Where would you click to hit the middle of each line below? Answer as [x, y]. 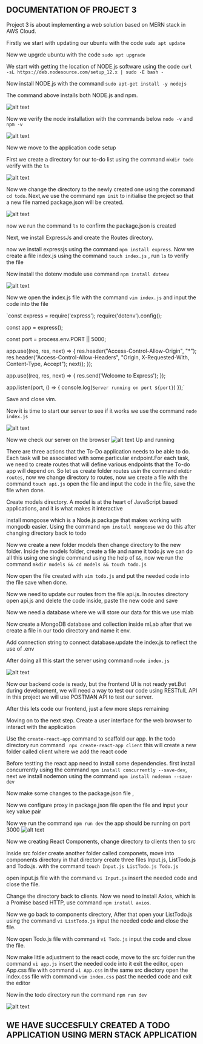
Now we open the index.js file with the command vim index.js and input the [101, 297]
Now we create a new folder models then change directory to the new [94, 544]
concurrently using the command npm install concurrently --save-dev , [97, 770]
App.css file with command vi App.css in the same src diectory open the [97, 970]
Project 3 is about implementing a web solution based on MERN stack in [96, 24]
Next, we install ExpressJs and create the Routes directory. [80, 237]
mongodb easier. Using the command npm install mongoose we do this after [101, 526]
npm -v [15, 124]
